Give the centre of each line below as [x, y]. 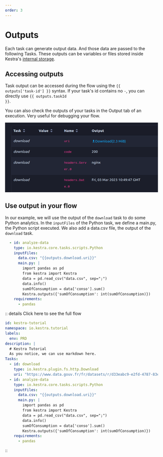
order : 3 [14, 10]
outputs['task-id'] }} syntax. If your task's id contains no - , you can [75, 91]
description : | [20, 344]
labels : [13, 333]
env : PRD [18, 338]
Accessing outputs [34, 74]
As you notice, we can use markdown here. [53, 354]
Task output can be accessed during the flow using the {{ [63, 86]
